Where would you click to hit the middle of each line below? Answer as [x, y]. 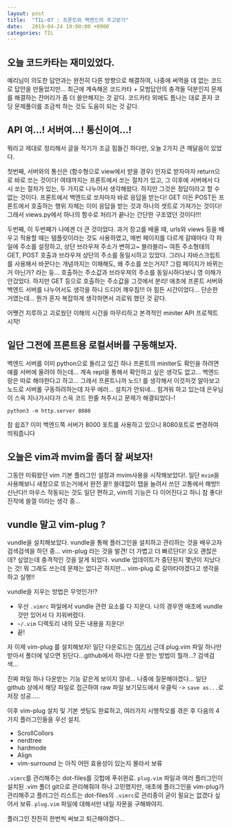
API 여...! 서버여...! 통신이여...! [70, 130]
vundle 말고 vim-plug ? [57, 524]
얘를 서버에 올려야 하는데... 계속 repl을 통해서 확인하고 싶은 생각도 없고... [104, 372]
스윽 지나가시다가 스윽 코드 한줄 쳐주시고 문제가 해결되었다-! [95, 398]
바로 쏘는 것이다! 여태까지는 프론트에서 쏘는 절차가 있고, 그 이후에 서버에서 [113, 179]
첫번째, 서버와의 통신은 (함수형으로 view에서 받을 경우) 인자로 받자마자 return [111, 171]
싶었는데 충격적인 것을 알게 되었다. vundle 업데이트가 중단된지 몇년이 [109, 560]
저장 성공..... [23, 696]
